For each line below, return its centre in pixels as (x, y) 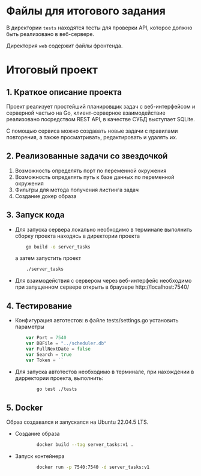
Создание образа (37, 434)
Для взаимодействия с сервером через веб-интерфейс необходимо (103, 281)
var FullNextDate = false (58, 349)
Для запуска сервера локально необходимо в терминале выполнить (103, 229)
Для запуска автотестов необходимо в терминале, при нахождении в (104, 372)
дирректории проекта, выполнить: (59, 378)
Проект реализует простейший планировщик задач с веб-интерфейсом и (101, 106)
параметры (30, 327)
